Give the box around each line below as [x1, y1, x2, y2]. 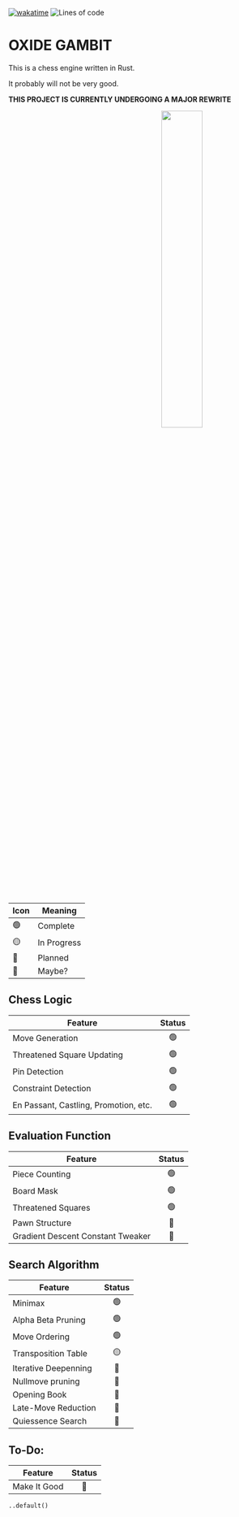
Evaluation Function [8, 1129, 112, 1143]
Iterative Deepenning [12, 1363, 92, 1374]
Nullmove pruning [12, 1376, 80, 1387]
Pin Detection [12, 1066, 64, 1077]
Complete [37, 921, 75, 932]
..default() [8, 1502, 49, 1510]
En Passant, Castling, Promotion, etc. [12, 1099, 152, 1111]
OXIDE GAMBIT [8, 37, 113, 54]
